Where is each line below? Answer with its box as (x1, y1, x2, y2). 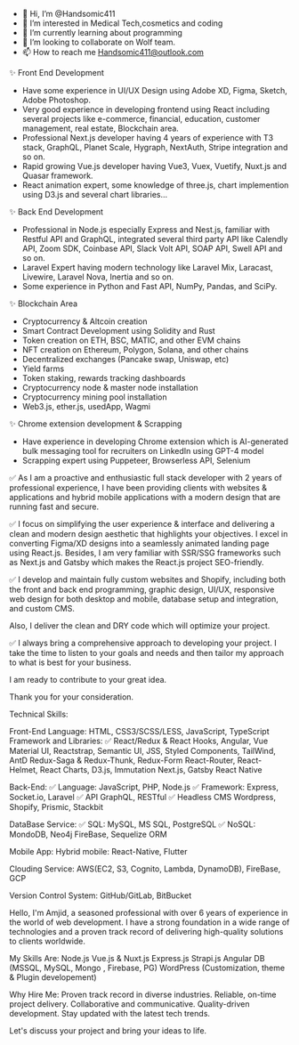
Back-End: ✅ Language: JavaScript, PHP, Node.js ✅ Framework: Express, (9, 782, 279, 792)
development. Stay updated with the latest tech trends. (9, 1009, 211, 1018)
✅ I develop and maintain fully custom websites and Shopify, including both (9, 574, 287, 585)
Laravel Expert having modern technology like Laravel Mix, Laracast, (21, 263, 273, 272)
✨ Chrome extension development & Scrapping (9, 418, 182, 429)
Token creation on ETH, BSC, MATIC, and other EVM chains (21, 335, 241, 345)
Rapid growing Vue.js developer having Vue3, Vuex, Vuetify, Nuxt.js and (21, 161, 287, 171)
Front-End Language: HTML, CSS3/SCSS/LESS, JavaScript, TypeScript (9, 726, 270, 736)
